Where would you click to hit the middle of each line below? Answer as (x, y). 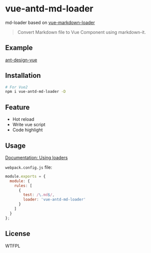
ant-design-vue (21, 60)
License (18, 234)
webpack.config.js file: (29, 167)
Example (19, 48)
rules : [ (23, 186)
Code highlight (27, 130)
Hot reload (23, 119)
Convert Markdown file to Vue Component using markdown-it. (81, 32)
